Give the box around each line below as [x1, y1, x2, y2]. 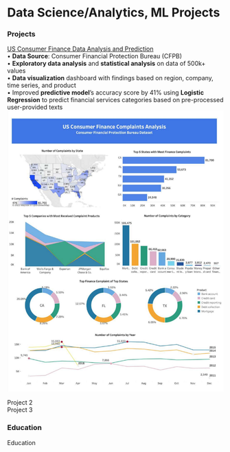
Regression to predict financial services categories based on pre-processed [7, 96, 224, 104]
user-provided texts [7, 103, 63, 111]
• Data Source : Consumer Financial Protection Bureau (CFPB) [7, 52, 183, 60]
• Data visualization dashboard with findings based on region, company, [7, 74, 214, 82]
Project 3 [7, 406, 33, 414]
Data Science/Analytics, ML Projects [7, 5, 220, 21]
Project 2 [7, 399, 33, 407]
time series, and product [7, 81, 77, 90]
